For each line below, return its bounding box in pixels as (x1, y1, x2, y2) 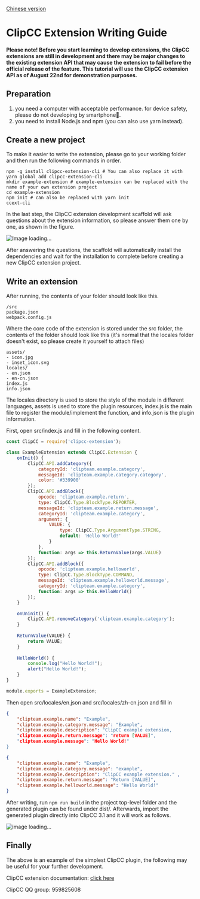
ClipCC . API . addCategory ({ (27, 460, 93, 466)
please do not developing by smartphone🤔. (14, 111, 121, 119)
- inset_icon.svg (6, 360, 50, 366)
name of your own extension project (6, 184, 97, 190)
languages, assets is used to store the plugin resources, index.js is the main (6, 403, 192, 410)
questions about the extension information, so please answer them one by (6, 217, 189, 224)
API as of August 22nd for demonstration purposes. (6, 71, 137, 78)
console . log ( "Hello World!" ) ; (27, 661, 103, 667)
